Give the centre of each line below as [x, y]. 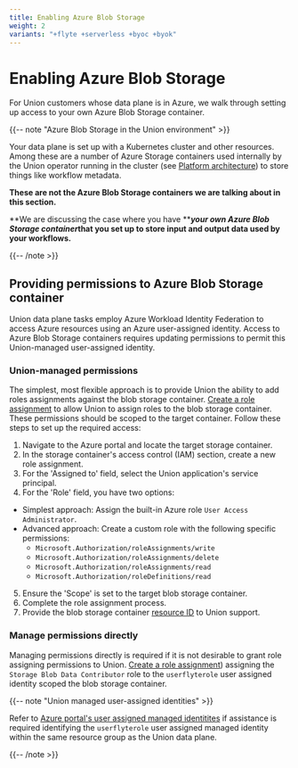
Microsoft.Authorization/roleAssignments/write [125, 549]
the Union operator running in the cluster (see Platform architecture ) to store [149, 166]
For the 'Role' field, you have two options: [98, 492]
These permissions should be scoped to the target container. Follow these [145, 418]
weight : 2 [28, 26]
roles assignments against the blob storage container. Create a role [132, 400]
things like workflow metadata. [65, 176]
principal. [39, 483]
